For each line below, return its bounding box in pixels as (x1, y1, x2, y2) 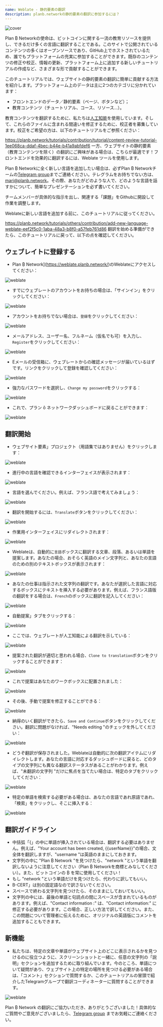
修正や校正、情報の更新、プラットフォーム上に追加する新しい (13, 59, 137, 65)
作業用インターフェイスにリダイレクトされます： (12, 529, 110, 535)
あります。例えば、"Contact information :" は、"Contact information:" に (12, 900, 157, 906)
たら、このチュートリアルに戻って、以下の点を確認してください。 (5, 232, 137, 238)
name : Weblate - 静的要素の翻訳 (5, 7, 66, 12)
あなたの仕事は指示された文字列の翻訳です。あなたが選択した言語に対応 (12, 581, 157, 587)
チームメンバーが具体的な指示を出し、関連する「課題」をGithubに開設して (5, 194, 155, 200)
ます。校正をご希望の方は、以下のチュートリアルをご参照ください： (5, 127, 141, 133)
